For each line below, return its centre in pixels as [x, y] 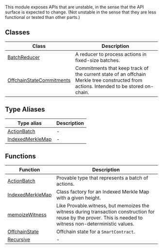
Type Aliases [25, 110]
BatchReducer [24, 57]
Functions [21, 156]
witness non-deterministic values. [95, 224]
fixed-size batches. [98, 60]
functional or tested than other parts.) [42, 17]
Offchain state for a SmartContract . [96, 232]
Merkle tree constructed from [109, 80]
